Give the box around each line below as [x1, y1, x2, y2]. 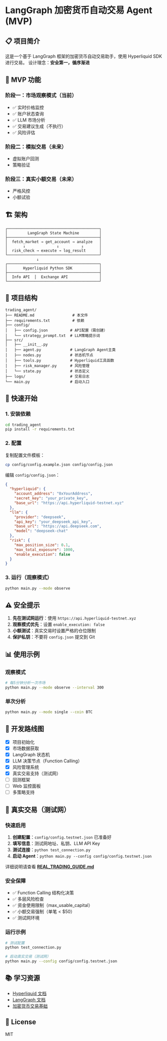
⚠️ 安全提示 [5, 601, 40, 609]
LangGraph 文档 [12, 996, 46, 1002]
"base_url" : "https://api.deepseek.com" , [14, 524, 101, 529]
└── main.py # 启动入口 [5, 379, 90, 384]
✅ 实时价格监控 [12, 104, 44, 110]
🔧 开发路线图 [5, 725, 44, 733]
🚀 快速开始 [5, 394, 37, 403]
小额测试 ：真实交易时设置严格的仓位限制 [12, 628, 96, 634]
